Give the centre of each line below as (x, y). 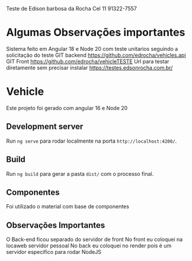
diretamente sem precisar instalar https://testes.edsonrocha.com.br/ (89, 67)
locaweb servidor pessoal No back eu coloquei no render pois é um (89, 246)
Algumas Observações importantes (96, 33)
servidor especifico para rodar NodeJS (54, 252)
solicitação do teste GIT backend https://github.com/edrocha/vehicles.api (96, 55)
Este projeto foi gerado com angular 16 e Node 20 (67, 108)
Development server (45, 127)
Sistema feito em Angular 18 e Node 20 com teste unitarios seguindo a (92, 49)
